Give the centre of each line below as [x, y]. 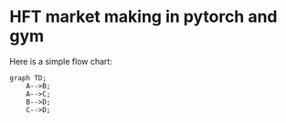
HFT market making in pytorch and [143, 17]
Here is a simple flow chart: [61, 61]
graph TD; [28, 78]
